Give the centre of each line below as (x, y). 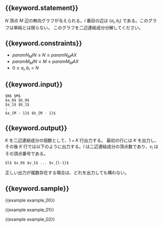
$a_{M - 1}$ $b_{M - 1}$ (30, 113)
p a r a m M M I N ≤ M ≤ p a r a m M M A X (45, 62)
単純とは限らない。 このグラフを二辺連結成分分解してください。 (78, 28)
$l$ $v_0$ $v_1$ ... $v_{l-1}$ (37, 163)
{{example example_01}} (30, 210)
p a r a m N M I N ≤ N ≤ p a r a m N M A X (44, 56)
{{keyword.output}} (36, 128)
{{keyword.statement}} (42, 8)
